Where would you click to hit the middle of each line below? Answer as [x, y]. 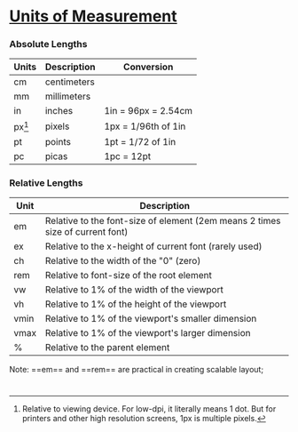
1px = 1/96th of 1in [145, 126]
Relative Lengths [46, 182]
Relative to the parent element [107, 348]
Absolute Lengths [48, 44]
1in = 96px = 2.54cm [149, 111]
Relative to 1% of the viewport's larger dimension [148, 333]
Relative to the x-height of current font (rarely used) [153, 246]
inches [59, 111]
